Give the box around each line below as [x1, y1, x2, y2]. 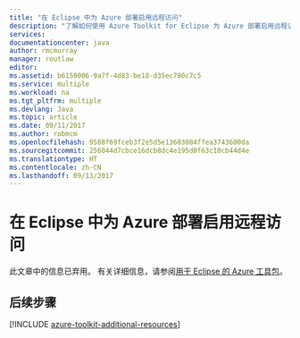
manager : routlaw [9, 55, 74, 63]
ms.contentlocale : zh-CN [9, 163, 102, 172]
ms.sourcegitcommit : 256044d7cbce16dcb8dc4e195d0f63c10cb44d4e [9, 146, 250, 155]
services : [9, 30, 46, 38]
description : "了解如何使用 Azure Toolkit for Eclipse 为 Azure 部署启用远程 [9, 21, 288, 30]
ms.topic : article [9, 113, 78, 122]
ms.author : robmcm [9, 130, 78, 139]
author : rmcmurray [9, 46, 78, 55]
